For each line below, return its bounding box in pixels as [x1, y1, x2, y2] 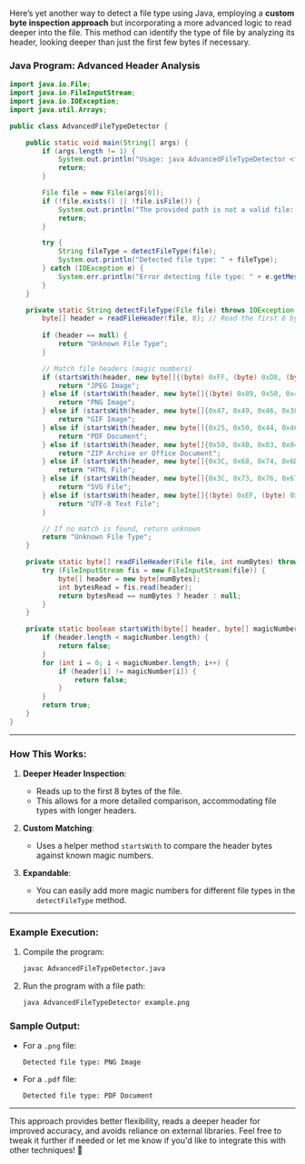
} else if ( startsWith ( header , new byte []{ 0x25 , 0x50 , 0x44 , [42, 423, 279, 433]
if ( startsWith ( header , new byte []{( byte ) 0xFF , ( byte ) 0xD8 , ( [42, 373, 290, 382]
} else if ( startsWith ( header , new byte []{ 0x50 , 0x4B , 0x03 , [42, 440, 279, 449]
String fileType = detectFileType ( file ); [57, 247, 218, 256]
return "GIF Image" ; [57, 415, 136, 424]
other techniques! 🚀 [9, 1145, 84, 1156]
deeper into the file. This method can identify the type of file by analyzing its [9, 27, 295, 37]
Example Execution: [9, 926, 99, 939]
